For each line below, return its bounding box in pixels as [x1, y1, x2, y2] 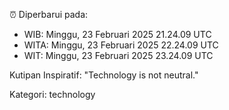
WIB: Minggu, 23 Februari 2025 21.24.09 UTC [23, 29, 212, 40]
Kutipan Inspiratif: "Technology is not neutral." [9, 69, 199, 81]
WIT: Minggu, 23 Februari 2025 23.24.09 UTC [23, 50, 214, 61]
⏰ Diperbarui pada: [9, 9, 89, 20]
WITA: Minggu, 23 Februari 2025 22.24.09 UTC [23, 39, 219, 51]
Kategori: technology [9, 89, 96, 100]
